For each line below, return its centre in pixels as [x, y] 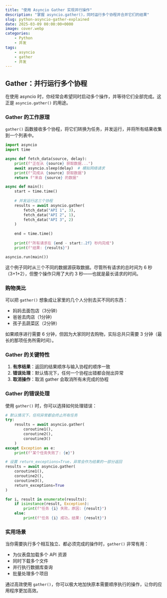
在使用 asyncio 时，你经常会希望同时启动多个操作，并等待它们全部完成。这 [83, 97]
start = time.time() [36, 192]
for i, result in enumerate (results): [46, 499]
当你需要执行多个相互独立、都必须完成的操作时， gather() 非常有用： [77, 544]
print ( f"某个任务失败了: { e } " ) [45, 453]
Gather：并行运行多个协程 [46, 83]
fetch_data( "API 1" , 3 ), [50, 210]
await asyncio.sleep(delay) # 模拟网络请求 [60, 168]
